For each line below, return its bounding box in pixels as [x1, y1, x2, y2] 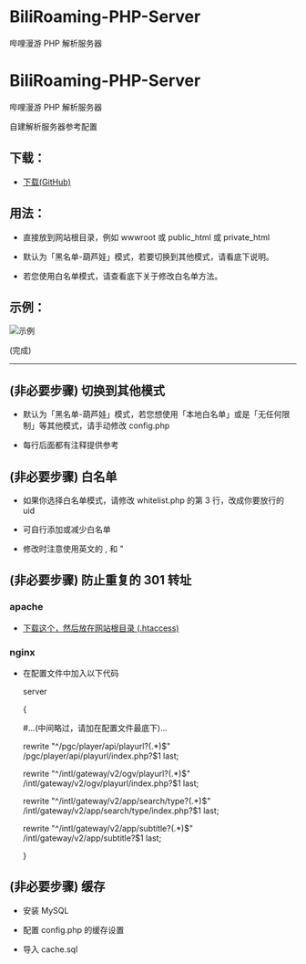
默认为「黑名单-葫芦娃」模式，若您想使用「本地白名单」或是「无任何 [22, 409, 282, 420]
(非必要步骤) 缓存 [9, 879, 106, 895]
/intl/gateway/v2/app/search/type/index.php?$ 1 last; [22, 805, 219, 816]
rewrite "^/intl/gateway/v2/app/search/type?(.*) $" [22, 795, 211, 806]
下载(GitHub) [22, 176, 71, 187]
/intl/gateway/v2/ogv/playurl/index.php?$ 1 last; [22, 778, 199, 789]
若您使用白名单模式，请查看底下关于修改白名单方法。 [22, 270, 223, 281]
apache [9, 601, 44, 613]
